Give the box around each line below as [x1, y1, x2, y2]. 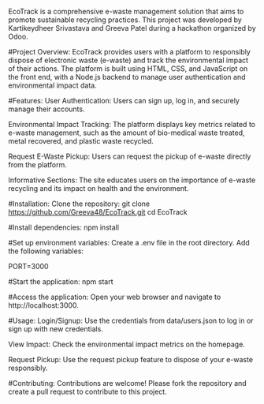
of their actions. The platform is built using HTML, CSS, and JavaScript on [8, 64, 248, 73]
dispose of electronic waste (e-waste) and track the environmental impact [8, 55, 249, 65]
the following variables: [8, 246, 84, 256]
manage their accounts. [8, 104, 85, 114]
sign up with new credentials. [8, 324, 104, 334]
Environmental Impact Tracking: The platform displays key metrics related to [8, 120, 256, 129]
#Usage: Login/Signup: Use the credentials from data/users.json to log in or [8, 316, 254, 325]
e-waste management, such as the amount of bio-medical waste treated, [8, 128, 245, 137]
